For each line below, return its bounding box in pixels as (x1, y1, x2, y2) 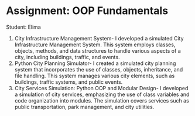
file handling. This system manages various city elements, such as (14, 72, 175, 79)
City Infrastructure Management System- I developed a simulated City (14, 35, 184, 42)
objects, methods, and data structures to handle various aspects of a (14, 47, 181, 54)
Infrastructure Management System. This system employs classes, (14, 41, 176, 48)
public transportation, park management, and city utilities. (14, 103, 155, 110)
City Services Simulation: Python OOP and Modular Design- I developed (14, 84, 189, 91)
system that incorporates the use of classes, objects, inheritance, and (14, 66, 183, 73)
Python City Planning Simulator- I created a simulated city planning (14, 60, 176, 67)
